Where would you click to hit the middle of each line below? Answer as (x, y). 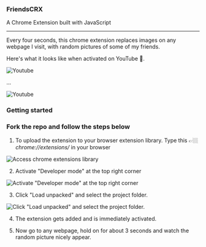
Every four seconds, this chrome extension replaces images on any (91, 40)
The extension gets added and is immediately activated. (86, 218)
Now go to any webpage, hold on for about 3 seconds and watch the (102, 230)
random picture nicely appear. (53, 237)
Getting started (30, 111)
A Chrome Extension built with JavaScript (59, 23)
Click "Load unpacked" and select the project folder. (82, 195)
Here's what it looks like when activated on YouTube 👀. (76, 59)
